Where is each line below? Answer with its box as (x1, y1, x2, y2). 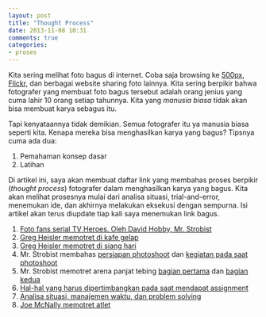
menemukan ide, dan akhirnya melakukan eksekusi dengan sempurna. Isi (8, 201, 249, 210)
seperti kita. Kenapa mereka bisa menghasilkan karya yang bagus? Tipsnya (8, 128, 255, 137)
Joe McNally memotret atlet (19, 300, 111, 309)
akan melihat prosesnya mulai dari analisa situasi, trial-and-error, (8, 192, 221, 201)
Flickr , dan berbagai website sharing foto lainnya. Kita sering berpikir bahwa (8, 78, 257, 88)
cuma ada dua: (8, 136, 57, 145)
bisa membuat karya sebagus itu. (8, 104, 118, 113)
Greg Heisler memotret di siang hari (19, 241, 137, 250)
